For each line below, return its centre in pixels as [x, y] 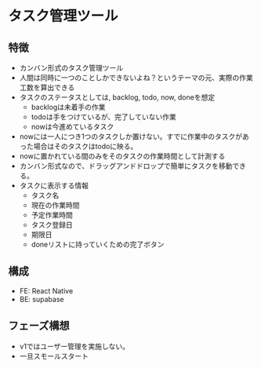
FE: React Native [46, 290]
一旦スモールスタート [54, 356]
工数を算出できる [47, 87]
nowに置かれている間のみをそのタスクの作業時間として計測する [122, 156]
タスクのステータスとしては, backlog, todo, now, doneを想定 [117, 97]
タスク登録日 [52, 225]
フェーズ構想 [39, 326]
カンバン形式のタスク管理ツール [71, 68]
